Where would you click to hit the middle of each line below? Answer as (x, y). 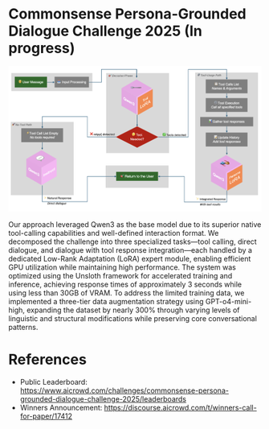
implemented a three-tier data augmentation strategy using (106, 301)
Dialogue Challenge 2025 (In (105, 31)
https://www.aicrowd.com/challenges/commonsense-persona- (124, 390)
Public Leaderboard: (54, 382)
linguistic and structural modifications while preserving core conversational (132, 318)
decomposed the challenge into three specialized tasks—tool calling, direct (132, 241)
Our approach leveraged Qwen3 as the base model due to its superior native (135, 224)
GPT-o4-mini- (228, 301)
